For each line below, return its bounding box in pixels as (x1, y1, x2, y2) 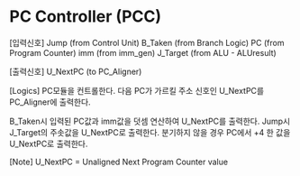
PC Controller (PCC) (9, 6, 162, 27)
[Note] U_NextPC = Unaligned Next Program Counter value (9, 156, 228, 167)
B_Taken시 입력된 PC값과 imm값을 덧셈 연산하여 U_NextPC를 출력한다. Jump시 (9, 116, 291, 126)
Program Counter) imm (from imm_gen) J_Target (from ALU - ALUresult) (9, 47, 277, 58)
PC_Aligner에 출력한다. (9, 97, 92, 107)
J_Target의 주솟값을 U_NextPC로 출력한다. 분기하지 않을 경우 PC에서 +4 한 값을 (9, 126, 291, 137)
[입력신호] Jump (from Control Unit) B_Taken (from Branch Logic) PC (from (9, 37, 285, 48)
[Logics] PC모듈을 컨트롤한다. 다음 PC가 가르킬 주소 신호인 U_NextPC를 (9, 85, 264, 96)
